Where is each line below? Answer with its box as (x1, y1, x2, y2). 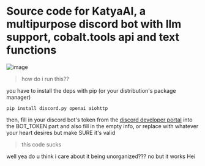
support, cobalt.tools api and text (6, 31, 179, 44)
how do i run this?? (21, 75, 69, 82)
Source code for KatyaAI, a (6, 4, 146, 18)
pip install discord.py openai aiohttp (6, 105, 108, 111)
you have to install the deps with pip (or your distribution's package (6, 87, 176, 94)
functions (6, 43, 57, 57)
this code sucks (21, 140, 62, 148)
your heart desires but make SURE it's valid (6, 129, 116, 136)
